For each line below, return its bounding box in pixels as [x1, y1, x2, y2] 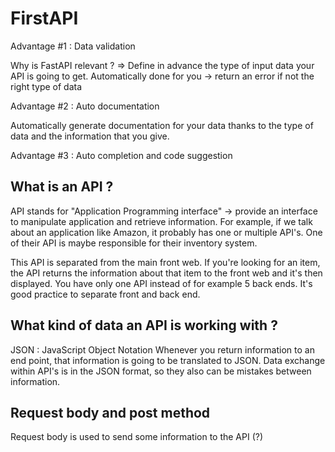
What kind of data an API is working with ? [10, 317, 278, 334]
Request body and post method [10, 404, 211, 421]
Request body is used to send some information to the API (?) [10, 431, 264, 443]
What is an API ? [10, 178, 114, 196]
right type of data [10, 80, 83, 92]
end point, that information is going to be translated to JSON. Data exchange [10, 354, 326, 366]
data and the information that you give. [10, 130, 170, 142]
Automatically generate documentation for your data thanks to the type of [10, 119, 314, 131]
